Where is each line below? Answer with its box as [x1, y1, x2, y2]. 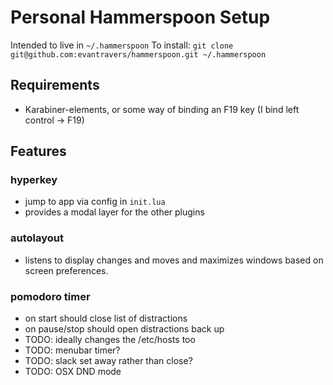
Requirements [10, 77, 100, 94]
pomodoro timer [10, 289, 91, 303]
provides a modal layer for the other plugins [24, 206, 205, 218]
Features [10, 143, 67, 160]
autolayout [10, 231, 64, 245]
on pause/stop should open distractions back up [24, 323, 225, 335]
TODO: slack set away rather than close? [24, 355, 193, 367]
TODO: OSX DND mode [24, 366, 122, 378]
